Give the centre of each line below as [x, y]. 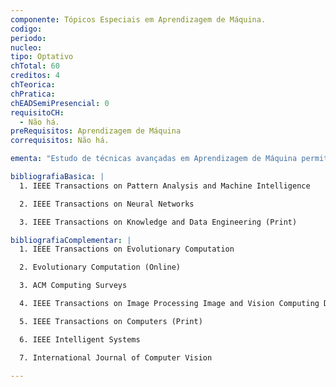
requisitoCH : [37, 112]
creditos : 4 [35, 76]
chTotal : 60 [35, 66]
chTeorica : [33, 85]
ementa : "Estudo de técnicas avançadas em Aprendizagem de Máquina [154, 159]
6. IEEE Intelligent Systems [80, 339]
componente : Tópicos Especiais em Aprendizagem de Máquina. [138, 19]
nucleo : [26, 47]
